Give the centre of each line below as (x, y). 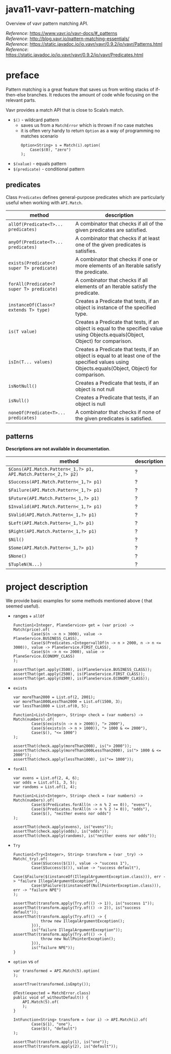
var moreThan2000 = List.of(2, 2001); (54, 697)
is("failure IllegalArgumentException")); (77, 930)
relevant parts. (21, 100)
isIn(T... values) (30, 362)
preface (23, 75)
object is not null (95, 389)
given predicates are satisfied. (111, 230)
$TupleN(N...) (25, 564)
